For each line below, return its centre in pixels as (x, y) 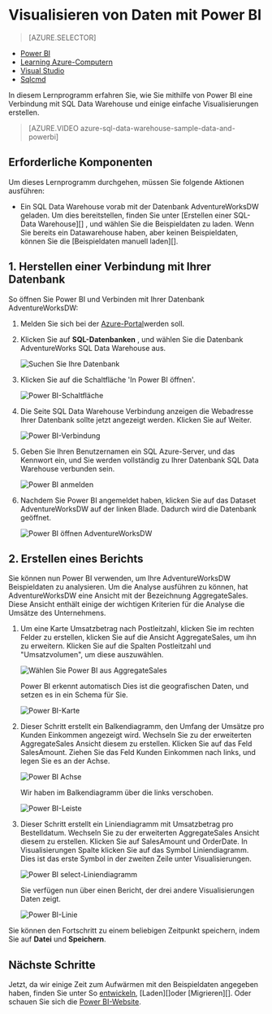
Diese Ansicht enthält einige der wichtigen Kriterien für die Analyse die (127, 604)
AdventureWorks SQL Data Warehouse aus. (93, 348)
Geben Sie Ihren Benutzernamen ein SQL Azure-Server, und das (127, 451)
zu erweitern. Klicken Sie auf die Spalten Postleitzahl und (116, 646)
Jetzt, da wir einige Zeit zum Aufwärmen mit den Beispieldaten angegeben (133, 985)
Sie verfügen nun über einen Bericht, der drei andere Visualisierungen (137, 890)
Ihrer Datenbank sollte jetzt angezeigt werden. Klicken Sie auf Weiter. (136, 419)
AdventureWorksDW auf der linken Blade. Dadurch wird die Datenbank (138, 509)
